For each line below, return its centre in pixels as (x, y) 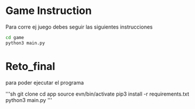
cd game (15, 37)
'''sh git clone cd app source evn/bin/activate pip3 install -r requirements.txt (97, 94)
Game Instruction (49, 11)
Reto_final (30, 66)
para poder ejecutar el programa (45, 82)
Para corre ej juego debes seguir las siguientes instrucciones (79, 27)
